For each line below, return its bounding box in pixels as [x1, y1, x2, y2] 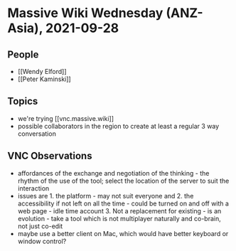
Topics [7, 95, 38, 107]
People [7, 48, 39, 60]
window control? [17, 237, 67, 245]
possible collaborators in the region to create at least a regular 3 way [17, 122, 220, 130]
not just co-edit [17, 222, 63, 230]
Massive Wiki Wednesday [7, 5, 163, 21]
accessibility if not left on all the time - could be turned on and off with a [17, 199, 230, 208]
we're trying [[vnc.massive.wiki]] [17, 114, 114, 122]
